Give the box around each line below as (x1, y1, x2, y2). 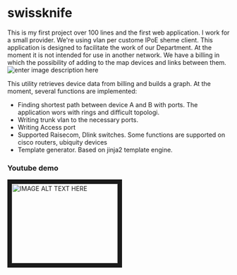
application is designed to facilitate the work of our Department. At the (7, 43, 212, 51)
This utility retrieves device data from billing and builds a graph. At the (7, 79, 212, 87)
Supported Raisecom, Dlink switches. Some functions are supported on (17, 130, 226, 139)
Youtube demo (7, 163, 59, 173)
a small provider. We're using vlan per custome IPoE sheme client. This (7, 35, 213, 44)
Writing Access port (17, 123, 76, 131)
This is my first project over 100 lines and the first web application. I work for (7, 28, 230, 37)
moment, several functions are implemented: (7, 87, 138, 95)
